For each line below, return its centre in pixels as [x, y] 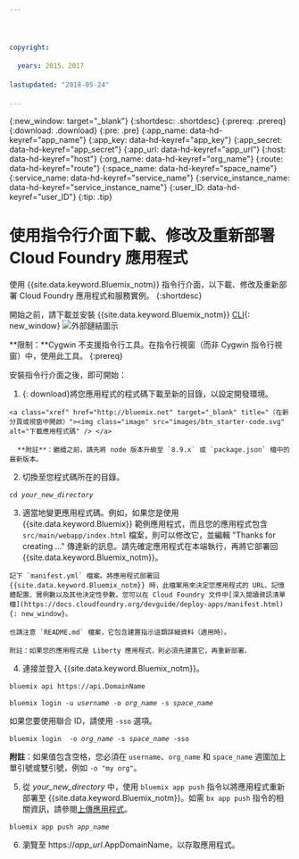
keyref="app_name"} [48, 139]
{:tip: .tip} [96, 196]
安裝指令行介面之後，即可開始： [68, 374]
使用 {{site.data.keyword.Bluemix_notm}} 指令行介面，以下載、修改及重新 [144, 284]
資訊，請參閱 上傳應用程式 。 [81, 809]
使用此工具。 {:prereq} [81, 355]
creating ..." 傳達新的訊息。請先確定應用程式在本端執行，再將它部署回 [150, 546]
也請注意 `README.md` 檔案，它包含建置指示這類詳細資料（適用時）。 [120, 632]
